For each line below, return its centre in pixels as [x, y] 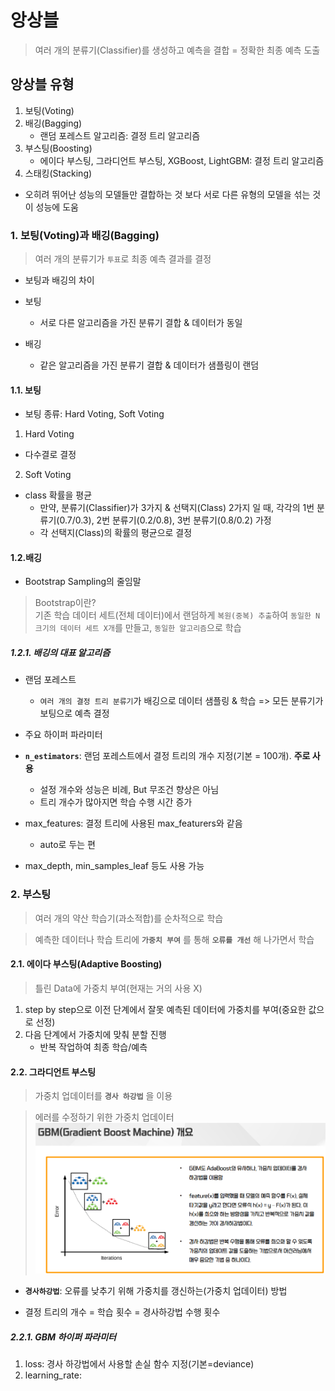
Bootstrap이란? [65, 603]
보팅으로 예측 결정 [74, 713]
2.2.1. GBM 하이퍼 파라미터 [63, 1337]
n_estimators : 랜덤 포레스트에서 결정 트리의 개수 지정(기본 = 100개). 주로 [167, 756]
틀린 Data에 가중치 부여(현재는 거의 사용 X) [118, 988]
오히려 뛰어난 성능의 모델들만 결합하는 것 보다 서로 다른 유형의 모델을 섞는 [167, 194]
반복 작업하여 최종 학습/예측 [93, 1047]
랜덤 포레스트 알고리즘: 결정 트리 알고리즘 [120, 135]
